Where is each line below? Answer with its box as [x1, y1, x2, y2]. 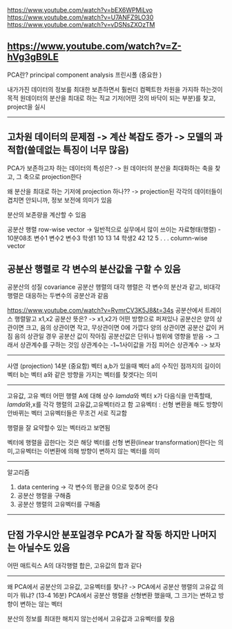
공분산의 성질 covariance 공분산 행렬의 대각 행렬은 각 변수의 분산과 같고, [7, 283, 202, 291]
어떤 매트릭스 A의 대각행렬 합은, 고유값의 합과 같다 [7, 561, 142, 570]
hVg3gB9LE [7, 51, 59, 63]
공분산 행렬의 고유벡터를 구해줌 [17, 500, 101, 509]
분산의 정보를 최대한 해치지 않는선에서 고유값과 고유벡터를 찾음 [7, 614, 175, 623]
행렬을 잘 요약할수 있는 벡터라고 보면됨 [7, 424, 110, 432]
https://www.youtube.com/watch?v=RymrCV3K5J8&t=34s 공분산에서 [7, 306, 204, 314]
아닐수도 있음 [17, 542, 70, 554]
